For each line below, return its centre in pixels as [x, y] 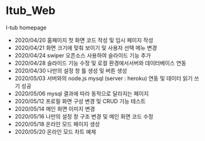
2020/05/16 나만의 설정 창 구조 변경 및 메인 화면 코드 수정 [84, 116]
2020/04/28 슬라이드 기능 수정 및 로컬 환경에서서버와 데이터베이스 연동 [100, 63]
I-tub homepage [26, 27]
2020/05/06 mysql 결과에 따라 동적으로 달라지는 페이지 [82, 93]
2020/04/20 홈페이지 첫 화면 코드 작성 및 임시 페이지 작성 [84, 40]
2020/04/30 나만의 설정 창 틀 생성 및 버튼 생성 [71, 70]
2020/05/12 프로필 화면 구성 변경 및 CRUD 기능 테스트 [80, 101]
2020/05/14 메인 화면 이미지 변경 [55, 109]
